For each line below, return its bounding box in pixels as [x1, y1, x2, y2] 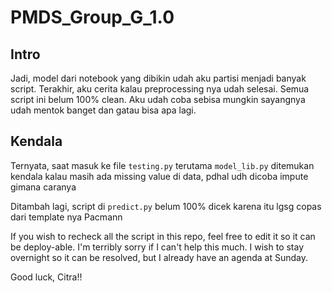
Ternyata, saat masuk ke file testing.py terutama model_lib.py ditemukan [10, 159, 315, 171]
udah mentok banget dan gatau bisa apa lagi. [10, 104, 197, 116]
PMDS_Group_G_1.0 [10, 6, 175, 29]
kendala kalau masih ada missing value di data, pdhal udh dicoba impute [10, 170, 309, 182]
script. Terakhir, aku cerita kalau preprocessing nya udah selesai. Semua [10, 83, 310, 95]
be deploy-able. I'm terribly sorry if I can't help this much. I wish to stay [10, 241, 305, 253]
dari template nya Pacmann [10, 211, 123, 223]
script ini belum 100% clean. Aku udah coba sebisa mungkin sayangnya [10, 94, 306, 105]
